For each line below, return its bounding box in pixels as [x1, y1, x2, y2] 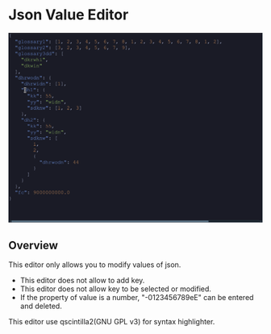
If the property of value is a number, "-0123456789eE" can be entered [19, 293, 254, 303]
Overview [8, 238, 59, 252]
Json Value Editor [8, 6, 129, 24]
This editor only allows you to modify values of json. [8, 260, 181, 269]
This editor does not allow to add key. [19, 276, 145, 286]
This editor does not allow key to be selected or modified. [19, 284, 212, 294]
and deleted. [19, 301, 62, 311]
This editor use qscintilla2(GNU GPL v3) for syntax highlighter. [8, 317, 215, 327]
